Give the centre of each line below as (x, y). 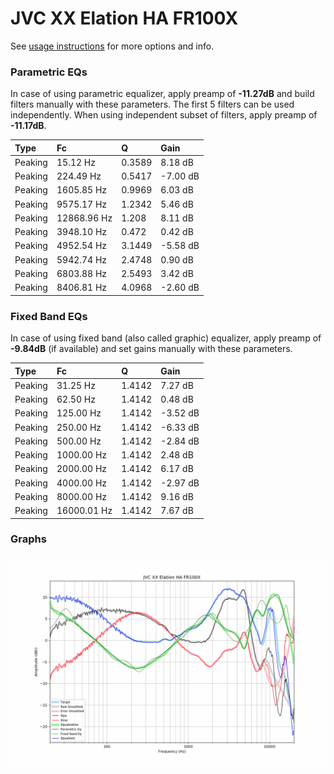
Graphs (28, 539)
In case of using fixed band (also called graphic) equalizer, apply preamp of (166, 338)
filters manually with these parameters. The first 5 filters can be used (152, 104)
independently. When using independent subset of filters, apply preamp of (164, 115)
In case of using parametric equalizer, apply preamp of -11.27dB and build (162, 94)
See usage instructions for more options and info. (112, 46)
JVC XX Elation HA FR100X (124, 18)
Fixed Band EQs (49, 316)
